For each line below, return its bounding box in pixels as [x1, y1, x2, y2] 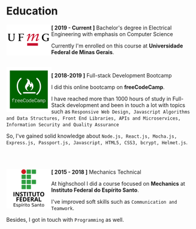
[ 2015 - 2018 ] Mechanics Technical [51, 168, 142, 176]
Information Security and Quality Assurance [6, 121, 119, 127]
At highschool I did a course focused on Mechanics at [51, 180, 186, 187]
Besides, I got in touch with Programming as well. [6, 216, 125, 223]
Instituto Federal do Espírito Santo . [51, 186, 139, 194]
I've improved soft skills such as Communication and [51, 198, 177, 205]
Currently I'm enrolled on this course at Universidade [51, 42, 183, 49]
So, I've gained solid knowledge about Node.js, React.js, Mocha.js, [6, 132, 177, 139]
